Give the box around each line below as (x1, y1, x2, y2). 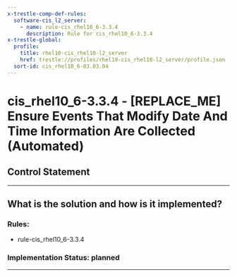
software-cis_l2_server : (13, 17, 87, 24)
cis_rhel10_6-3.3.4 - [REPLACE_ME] (7, 93, 221, 109)
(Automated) (7, 138, 85, 154)
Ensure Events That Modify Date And (7, 108, 228, 124)
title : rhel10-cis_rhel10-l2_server (20, 50, 128, 57)
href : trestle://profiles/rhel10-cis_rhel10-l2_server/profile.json (20, 56, 226, 63)
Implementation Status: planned (7, 253, 120, 263)
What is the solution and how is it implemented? (7, 198, 222, 210)
